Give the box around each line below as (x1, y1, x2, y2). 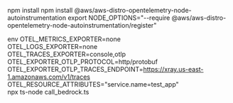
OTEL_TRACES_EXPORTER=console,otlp (7, 50, 126, 58)
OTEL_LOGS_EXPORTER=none (7, 43, 98, 50)
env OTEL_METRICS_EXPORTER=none (7, 35, 121, 43)
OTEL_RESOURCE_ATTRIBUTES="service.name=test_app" (7, 80, 179, 88)
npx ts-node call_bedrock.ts (7, 88, 90, 96)
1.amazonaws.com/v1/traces (7, 72, 91, 81)
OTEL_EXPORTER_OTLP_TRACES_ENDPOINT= (7, 65, 143, 73)
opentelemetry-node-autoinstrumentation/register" (7, 21, 157, 29)
